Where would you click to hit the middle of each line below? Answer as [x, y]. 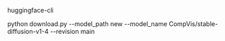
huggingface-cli [31, 10]
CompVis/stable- [193, 24]
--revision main [73, 31]
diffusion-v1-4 [28, 31]
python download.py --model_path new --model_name [87, 24]
